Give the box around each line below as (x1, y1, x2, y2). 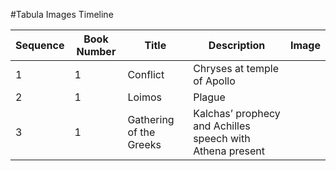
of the (127, 125, 156, 139)
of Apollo (193, 74, 236, 88)
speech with (193, 132, 251, 145)
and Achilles (193, 119, 251, 133)
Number (76, 45, 117, 58)
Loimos (127, 90, 162, 104)
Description (208, 39, 266, 52)
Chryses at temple (193, 62, 280, 75)
